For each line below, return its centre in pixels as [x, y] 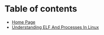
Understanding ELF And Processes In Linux [55, 27]
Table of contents [41, 9]
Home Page [23, 22]
